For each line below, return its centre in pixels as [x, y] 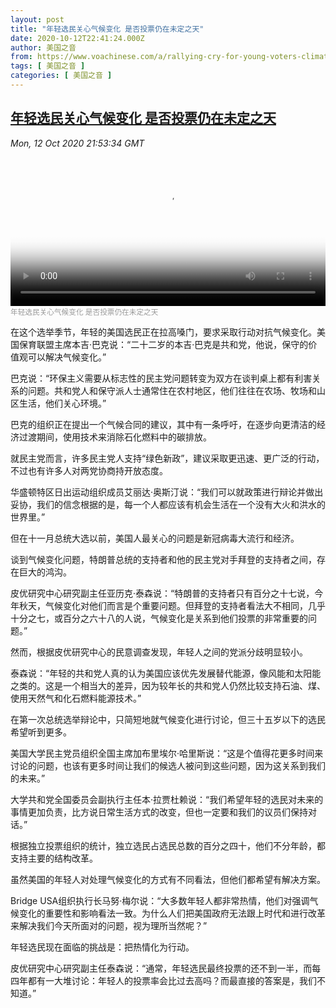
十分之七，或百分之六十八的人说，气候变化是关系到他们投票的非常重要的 [159, 618]
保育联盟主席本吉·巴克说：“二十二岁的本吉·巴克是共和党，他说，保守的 [163, 344]
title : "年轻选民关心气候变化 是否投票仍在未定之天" [107, 29]
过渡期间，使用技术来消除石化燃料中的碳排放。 [115, 437]
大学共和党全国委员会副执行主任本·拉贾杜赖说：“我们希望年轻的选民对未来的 [167, 799]
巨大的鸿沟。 [45, 572]
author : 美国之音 [43, 47]
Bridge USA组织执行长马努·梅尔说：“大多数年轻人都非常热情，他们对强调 [160, 900]
